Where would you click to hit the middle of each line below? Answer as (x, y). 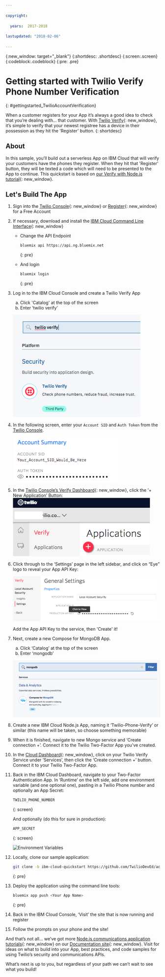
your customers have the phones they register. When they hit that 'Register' (82, 163)
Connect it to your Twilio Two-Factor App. (55, 765)
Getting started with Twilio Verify (75, 82)
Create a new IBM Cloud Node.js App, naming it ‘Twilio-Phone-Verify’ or (85, 725)
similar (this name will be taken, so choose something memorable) (80, 730)
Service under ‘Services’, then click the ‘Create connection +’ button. (82, 760)
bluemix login (34, 274)
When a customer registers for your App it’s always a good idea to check (79, 115)
